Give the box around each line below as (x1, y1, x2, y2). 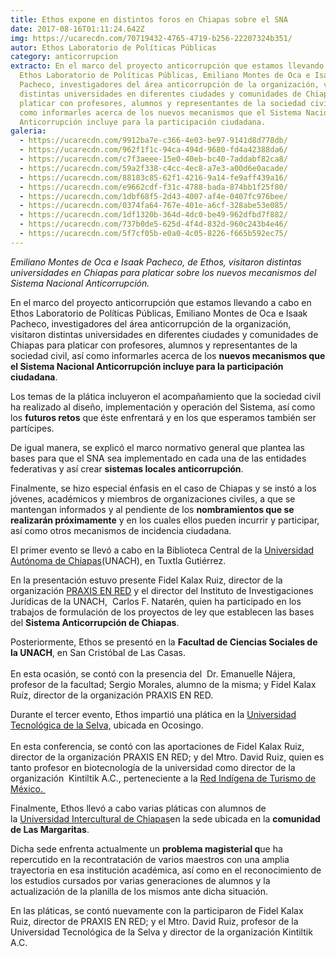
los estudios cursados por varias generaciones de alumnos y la (10, 874, 271, 886)
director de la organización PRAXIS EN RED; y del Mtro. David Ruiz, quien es (10, 751, 325, 763)
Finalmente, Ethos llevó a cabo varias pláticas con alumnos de (10, 802, 267, 814)
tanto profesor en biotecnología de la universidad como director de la (10, 761, 296, 773)
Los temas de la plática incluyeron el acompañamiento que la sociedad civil (10, 390, 322, 402)
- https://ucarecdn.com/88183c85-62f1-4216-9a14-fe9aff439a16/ (19, 172, 288, 183)
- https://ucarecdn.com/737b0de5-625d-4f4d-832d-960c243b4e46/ (19, 219, 288, 230)
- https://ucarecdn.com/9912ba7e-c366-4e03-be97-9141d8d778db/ (19, 136, 288, 146)
